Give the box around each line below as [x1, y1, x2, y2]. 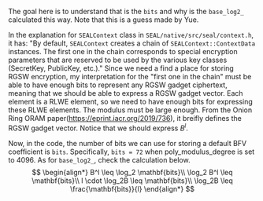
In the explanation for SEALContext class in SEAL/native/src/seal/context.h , [8, 31, 254, 39]
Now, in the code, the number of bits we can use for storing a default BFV [8, 138, 247, 148]
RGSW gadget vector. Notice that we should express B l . [8, 122, 189, 133]
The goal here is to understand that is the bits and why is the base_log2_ [8, 7, 244, 16]
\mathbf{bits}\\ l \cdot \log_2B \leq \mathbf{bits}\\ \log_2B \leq [31, 176, 234, 185]
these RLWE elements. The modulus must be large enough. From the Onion [8, 105, 253, 115]
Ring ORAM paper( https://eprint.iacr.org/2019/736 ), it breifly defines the [8, 114, 243, 122]
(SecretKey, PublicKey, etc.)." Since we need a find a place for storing [8, 64, 234, 73]
